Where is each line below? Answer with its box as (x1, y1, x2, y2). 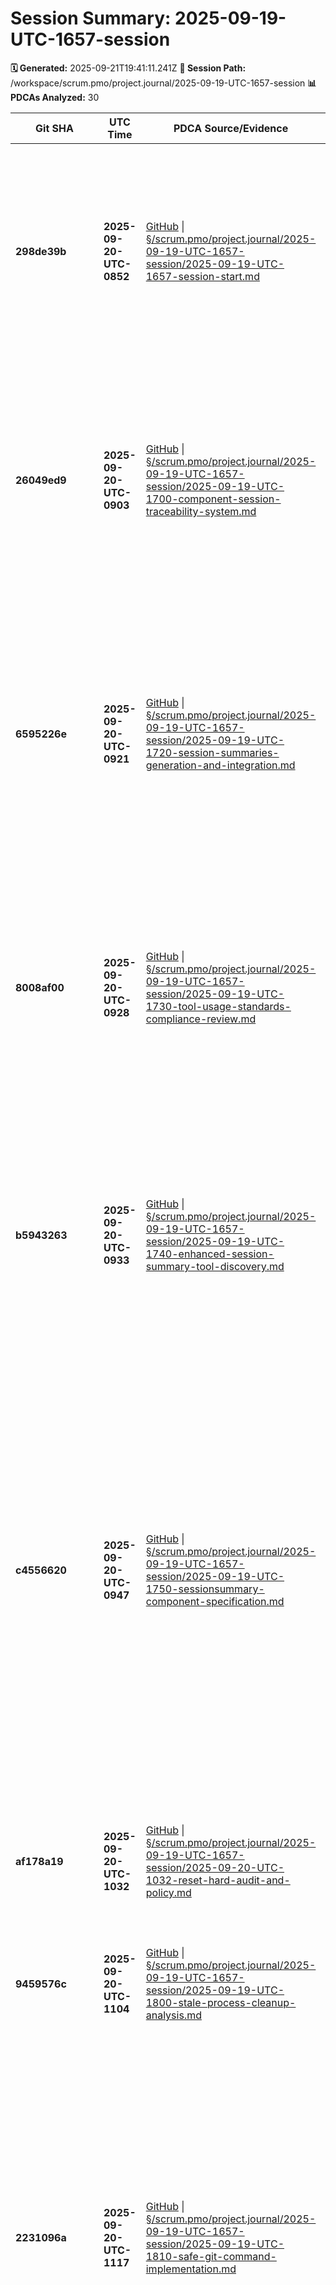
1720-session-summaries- (145, 745, 280, 759)
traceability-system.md (145, 504, 257, 518)
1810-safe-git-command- (145, 2249, 277, 2263)
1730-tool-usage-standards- (145, 999, 292, 1013)
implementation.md (145, 2262, 237, 2276)
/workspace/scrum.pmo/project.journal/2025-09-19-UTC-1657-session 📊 (10, 77, 317, 89)
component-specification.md (145, 1594, 285, 1608)
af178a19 (15, 1854, 64, 1868)
